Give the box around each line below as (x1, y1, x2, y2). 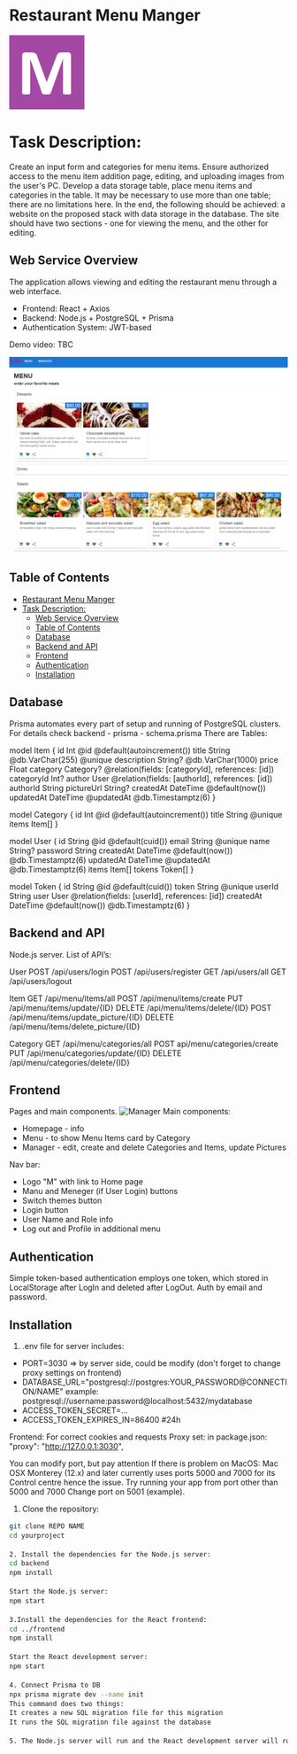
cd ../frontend (9, 1625, 65, 1634)
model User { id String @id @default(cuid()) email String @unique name (9, 835, 270, 846)
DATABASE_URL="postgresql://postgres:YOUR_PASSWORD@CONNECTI (21, 1377, 287, 1387)
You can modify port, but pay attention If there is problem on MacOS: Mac (9, 1458, 278, 1469)
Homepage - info (21, 1123, 85, 1134)
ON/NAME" (21, 1385, 64, 1396)
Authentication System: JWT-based (21, 322, 152, 332)
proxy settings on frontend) (21, 1367, 122, 1378)
